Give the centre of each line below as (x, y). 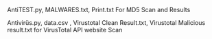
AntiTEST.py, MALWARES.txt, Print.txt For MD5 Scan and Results (99, 10)
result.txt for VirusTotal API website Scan (65, 30)
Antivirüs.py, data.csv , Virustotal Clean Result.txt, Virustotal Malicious (106, 23)
